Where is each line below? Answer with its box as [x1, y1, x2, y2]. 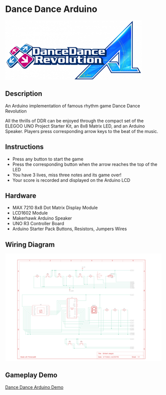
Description [5, 90, 42, 98]
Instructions [5, 143, 44, 151]
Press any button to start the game [12, 156, 83, 162]
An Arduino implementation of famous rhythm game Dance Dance [5, 103, 140, 109]
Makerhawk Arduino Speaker [12, 215, 72, 221]
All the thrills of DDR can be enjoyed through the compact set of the [5, 118, 144, 124]
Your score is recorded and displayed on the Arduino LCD [12, 177, 131, 183]
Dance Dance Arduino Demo [5, 384, 64, 390]
